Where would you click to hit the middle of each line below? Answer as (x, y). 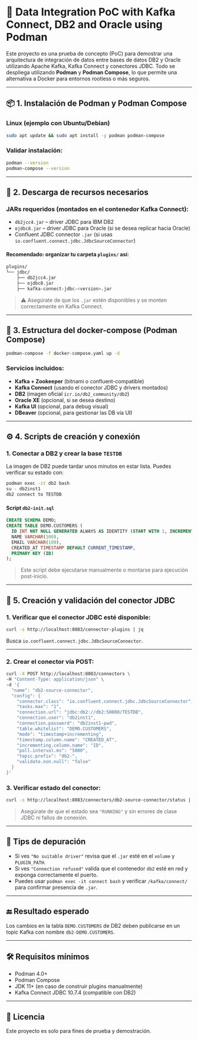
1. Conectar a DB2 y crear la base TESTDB (64, 454)
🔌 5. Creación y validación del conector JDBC (91, 600)
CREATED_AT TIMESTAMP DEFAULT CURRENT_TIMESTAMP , (73, 548)
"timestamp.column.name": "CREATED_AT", (67, 740)
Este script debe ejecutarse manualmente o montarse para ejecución (104, 570)
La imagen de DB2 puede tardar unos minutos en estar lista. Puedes (89, 467)
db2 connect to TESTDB (34, 495)
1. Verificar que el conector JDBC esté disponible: (79, 617)
